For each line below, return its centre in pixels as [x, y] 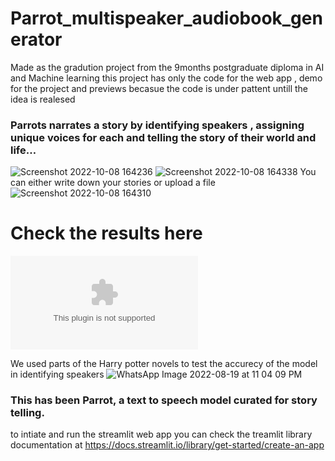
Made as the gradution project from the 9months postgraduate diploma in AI [167, 67]
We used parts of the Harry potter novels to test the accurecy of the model [164, 364]
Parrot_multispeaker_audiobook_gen [166, 18]
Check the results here [106, 233]
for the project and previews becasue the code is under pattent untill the [159, 88]
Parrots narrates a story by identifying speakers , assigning [157, 125]
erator [36, 39]
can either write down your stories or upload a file [113, 183]
